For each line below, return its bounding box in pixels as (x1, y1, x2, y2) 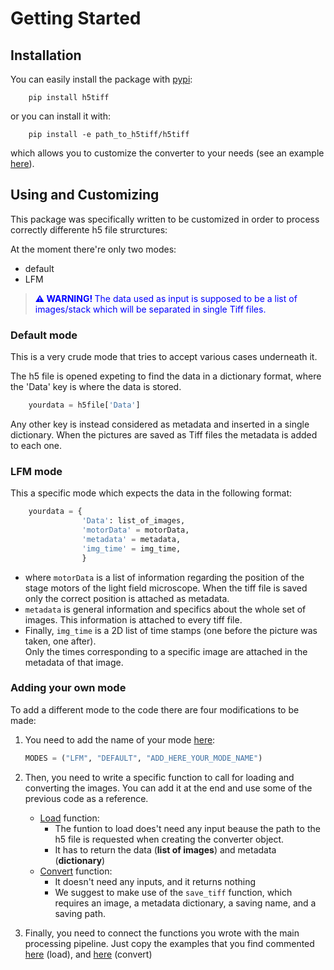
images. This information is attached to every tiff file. (24, 613, 243, 626)
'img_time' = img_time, (81, 543, 182, 554)
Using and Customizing (10, 187, 160, 204)
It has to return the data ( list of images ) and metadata (54, 843, 277, 856)
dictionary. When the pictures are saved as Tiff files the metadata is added (10, 428, 318, 441)
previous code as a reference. (24, 792, 149, 804)
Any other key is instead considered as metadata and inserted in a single (10, 418, 310, 430)
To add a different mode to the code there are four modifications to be (10, 703, 300, 716)
